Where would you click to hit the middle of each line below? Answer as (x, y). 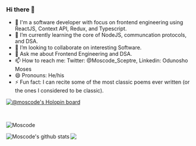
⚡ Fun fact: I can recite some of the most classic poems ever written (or (102, 82)
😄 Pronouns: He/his (39, 75)
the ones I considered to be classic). (59, 91)
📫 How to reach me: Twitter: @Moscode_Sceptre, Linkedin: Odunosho (101, 61)
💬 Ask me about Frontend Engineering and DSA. (73, 54)
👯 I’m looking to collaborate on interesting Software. (78, 47)
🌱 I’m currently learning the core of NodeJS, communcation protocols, (101, 35)
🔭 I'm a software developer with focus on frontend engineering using (99, 23)
